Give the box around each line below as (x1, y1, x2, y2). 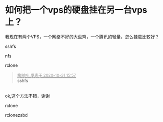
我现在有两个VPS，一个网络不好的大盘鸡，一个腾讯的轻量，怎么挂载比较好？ (5, 34, 160, 40)
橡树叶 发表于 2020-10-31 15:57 (17, 72, 76, 78)
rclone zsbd (5, 112, 28, 118)
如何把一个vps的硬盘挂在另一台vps (5, 4, 148, 16)
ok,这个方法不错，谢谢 (5, 93, 50, 99)
